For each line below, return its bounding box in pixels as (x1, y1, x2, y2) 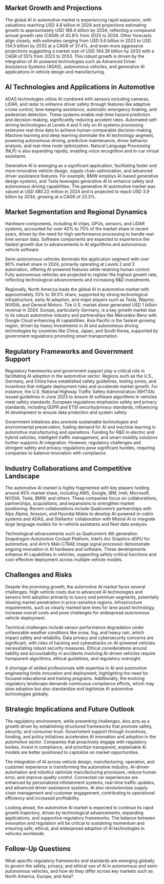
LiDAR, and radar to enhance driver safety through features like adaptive (5, 101, 151, 107)
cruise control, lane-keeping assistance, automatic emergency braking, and (5, 106, 157, 112)
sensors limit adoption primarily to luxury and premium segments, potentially (5, 594, 159, 600)
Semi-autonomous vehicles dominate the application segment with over (5, 256, 150, 262)
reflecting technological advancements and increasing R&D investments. (5, 277, 151, 283)
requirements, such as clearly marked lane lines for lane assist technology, (5, 604, 155, 610)
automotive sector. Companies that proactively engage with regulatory (5, 739, 147, 745)
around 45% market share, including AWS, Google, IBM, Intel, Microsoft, (5, 490, 150, 496)
